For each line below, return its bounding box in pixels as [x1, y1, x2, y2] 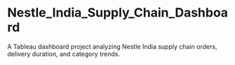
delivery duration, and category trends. [7, 50, 121, 58]
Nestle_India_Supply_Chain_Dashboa [7, 5, 229, 21]
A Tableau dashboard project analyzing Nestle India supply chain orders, [7, 42, 217, 50]
